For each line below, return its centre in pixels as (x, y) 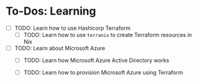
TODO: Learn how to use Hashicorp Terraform (72, 28)
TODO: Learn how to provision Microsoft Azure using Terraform (103, 73)
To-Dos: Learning (51, 11)
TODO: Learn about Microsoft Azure (60, 48)
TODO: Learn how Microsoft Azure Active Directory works (96, 60)
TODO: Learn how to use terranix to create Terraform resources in (108, 35)
